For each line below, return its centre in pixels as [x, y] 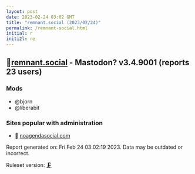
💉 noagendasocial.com [42, 135]
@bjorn [23, 101]
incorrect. [18, 153]
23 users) [24, 72]
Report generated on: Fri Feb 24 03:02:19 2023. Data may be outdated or [95, 147]
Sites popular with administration [55, 123]
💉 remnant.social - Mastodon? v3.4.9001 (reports [98, 63]
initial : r [19, 34]
